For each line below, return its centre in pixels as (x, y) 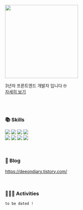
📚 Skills (15, 120)
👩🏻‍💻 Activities (22, 193)
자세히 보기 (16, 92)
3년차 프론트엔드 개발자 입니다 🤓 (36, 86)
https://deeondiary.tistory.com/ (36, 171)
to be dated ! (19, 203)
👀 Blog (13, 161)
